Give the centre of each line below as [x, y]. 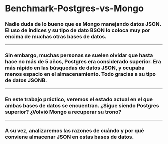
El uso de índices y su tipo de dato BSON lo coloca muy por [78, 30]
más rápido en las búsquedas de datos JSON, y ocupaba [75, 68]
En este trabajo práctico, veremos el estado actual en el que [79, 99]
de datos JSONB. [26, 80]
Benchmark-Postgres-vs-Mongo [74, 9]
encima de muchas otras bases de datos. [56, 37]
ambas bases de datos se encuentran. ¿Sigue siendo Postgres [82, 105]
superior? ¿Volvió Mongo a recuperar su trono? [63, 112]
